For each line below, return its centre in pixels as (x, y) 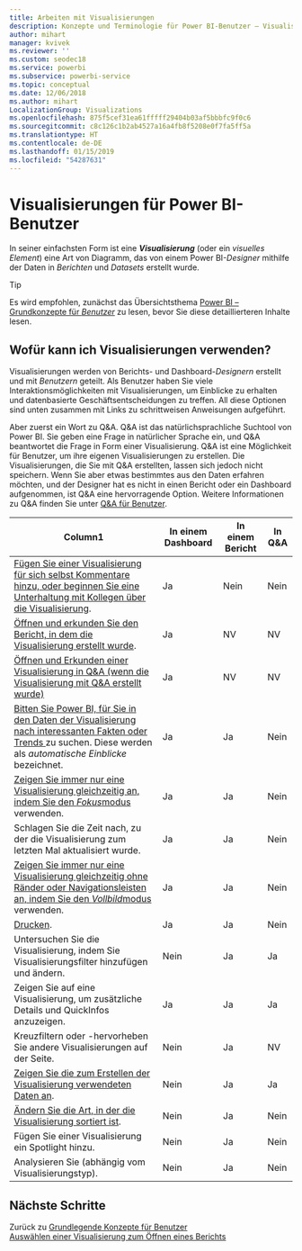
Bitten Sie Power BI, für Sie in (75, 709)
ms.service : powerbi (48, 68)
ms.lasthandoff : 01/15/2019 (62, 151)
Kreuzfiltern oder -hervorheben (81, 1036)
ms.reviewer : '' (40, 51)
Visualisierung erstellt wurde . (75, 646)
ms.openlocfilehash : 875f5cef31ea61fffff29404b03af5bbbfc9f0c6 (130, 118)
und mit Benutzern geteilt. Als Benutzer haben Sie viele (111, 381)
